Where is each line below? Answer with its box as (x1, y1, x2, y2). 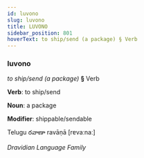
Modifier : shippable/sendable (7, 115, 92, 123)
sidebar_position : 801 (7, 29, 73, 37)
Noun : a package (7, 101, 57, 109)
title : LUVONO (7, 23, 48, 30)
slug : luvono (7, 17, 45, 24)
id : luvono (7, 10, 39, 17)
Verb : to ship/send (7, 88, 61, 96)
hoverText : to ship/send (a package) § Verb (7, 36, 138, 43)
